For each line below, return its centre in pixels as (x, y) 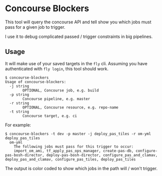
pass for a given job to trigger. (35, 27)
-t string (19, 112)
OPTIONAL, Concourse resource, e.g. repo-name (71, 107)
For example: (18, 125)
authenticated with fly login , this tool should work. (57, 69)
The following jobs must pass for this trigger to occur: (74, 146)
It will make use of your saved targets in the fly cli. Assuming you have (76, 63)
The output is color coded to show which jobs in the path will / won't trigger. (81, 168)
